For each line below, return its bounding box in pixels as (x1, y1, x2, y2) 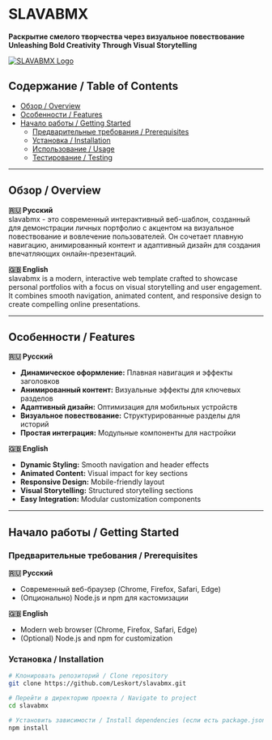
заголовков (19, 376, 60, 386)
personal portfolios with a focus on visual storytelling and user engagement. (8, 282, 262, 291)
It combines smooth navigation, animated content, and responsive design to (8, 291, 261, 300)
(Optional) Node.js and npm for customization (19, 633, 172, 644)
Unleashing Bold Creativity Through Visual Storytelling (8, 40, 198, 49)
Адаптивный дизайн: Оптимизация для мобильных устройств (19, 402, 238, 412)
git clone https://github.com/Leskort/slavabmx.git (8, 679, 186, 688)
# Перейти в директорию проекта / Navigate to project (8, 694, 198, 703)
